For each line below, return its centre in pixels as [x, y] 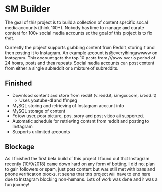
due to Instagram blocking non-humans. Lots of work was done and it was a [81, 179]
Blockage [19, 147]
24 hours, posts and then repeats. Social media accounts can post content [80, 63]
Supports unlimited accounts [41, 131]
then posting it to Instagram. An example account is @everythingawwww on [81, 53]
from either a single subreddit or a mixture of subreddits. [62, 68]
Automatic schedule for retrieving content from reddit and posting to [81, 121]
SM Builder [27, 9]
